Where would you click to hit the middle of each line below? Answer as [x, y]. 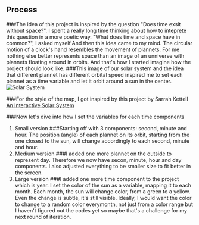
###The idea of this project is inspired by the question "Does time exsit [94, 24]
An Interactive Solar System [40, 105]
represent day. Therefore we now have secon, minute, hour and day [98, 160]
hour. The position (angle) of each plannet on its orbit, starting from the [102, 135]
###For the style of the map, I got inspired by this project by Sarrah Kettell [97, 99]
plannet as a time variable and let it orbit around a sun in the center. [89, 81]
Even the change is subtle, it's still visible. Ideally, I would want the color [103, 198]
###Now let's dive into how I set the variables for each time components [95, 117]
